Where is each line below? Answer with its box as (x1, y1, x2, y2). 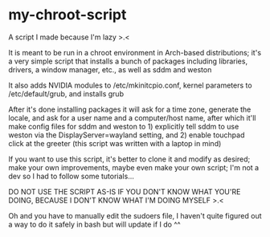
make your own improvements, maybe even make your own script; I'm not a (8, 162, 260, 172)
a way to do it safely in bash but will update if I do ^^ (8, 219, 181, 229)
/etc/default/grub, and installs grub (8, 88, 125, 98)
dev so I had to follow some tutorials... (8, 171, 134, 181)
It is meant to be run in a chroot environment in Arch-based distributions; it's (8, 47, 262, 57)
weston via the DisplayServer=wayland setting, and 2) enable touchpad (8, 130, 245, 140)
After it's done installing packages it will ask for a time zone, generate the (8, 104, 252, 114)
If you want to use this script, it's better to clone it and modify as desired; (8, 154, 251, 164)
